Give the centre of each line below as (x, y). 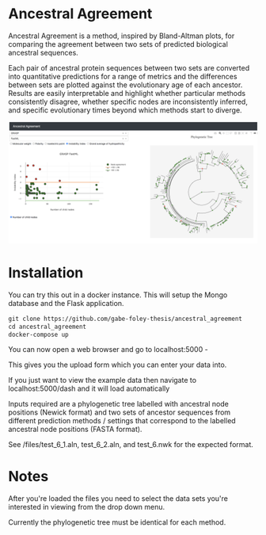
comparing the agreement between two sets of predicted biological (118, 44)
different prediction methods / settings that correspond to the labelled (122, 420)
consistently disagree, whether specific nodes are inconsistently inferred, (128, 101)
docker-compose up (38, 334)
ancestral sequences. (44, 52)
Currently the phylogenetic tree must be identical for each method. (117, 522)
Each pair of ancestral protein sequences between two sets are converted (129, 67)
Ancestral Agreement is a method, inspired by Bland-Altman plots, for (122, 36)
